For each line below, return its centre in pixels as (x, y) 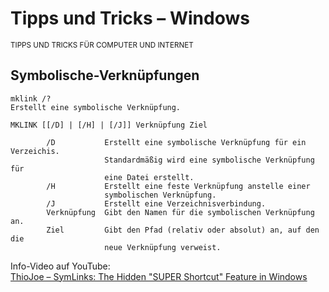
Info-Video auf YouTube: (60, 266)
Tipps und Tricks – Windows (130, 18)
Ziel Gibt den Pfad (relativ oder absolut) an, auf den (183, 230)
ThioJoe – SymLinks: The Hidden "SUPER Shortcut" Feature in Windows (159, 276)
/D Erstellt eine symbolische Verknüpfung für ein (176, 142)
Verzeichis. (35, 151)
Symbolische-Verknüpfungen (105, 75)
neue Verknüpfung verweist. (163, 247)
